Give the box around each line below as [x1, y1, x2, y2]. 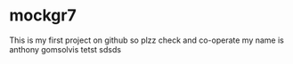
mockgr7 [9, 5, 77, 26]
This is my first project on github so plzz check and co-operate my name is [9, 35, 285, 45]
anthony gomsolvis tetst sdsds [9, 44, 122, 54]
